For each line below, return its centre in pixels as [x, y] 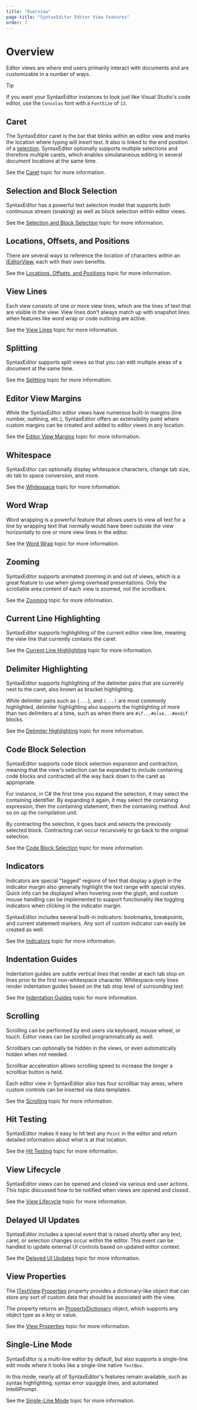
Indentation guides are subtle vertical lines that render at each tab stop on [95, 973]
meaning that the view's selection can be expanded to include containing [94, 770]
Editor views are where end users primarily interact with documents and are [98, 68]
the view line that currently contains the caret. [62, 639]
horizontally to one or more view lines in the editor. [67, 532]
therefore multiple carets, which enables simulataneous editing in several [94, 155]
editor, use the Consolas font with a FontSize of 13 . [67, 103]
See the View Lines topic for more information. [62, 330]
